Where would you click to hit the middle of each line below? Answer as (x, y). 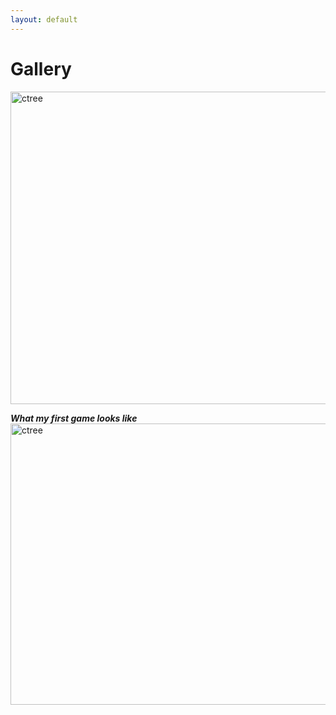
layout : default (44, 19)
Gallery (41, 68)
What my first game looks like (74, 418)
